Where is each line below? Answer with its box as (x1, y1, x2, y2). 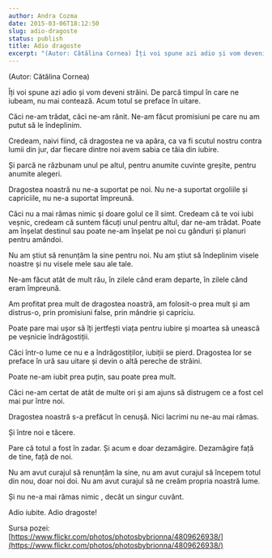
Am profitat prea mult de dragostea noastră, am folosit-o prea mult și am (8, 299, 250, 309)
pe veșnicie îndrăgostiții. (8, 332, 91, 341)
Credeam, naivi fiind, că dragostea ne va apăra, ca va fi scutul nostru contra (8, 136, 262, 146)
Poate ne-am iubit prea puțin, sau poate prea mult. (8, 372, 176, 381)
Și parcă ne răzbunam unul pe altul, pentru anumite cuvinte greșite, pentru (8, 160, 257, 170)
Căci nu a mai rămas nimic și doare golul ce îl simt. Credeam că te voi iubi (8, 209, 253, 219)
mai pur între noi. (8, 396, 65, 406)
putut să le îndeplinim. (8, 121, 83, 130)
